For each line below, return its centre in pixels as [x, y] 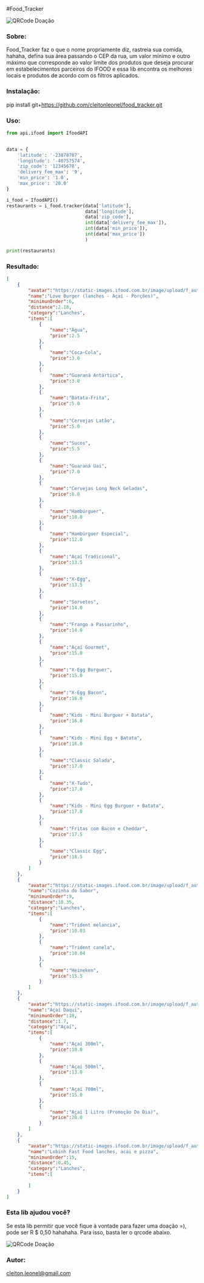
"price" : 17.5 [66, 834]
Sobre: [16, 36]
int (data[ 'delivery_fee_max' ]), [126, 223]
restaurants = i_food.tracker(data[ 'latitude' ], [69, 206]
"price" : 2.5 [65, 336]
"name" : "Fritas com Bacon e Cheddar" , [99, 828]
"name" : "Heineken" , [74, 970]
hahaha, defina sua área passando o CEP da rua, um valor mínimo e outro [98, 56]
